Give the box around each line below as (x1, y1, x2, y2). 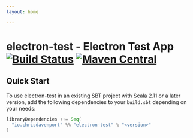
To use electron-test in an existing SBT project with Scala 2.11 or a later (6, 92, 181, 99)
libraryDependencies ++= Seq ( (6, 116, 82, 122)
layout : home (6, 8, 39, 15)
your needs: (6, 105, 36, 112)
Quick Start (6, 76, 50, 87)
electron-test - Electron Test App (6, 39, 174, 53)
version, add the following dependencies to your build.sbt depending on (6, 98, 187, 105)
